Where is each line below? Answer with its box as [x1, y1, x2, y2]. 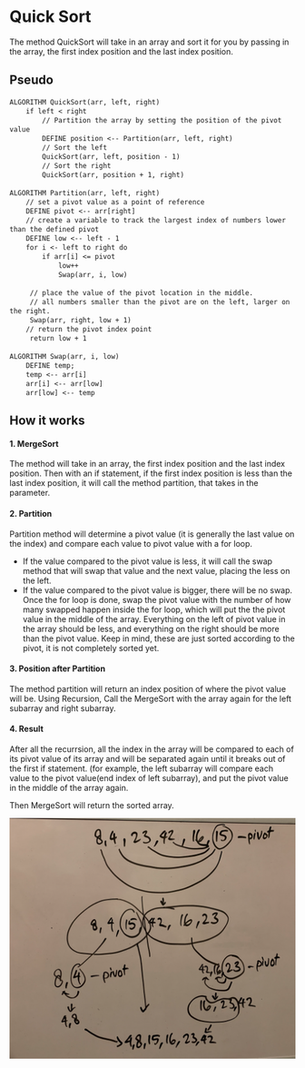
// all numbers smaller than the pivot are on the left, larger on [29, 297, 290, 306]
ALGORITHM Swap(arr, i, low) [9, 351, 120, 361]
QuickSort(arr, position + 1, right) [42, 170, 184, 179]
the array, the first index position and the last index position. [9, 45, 233, 56]
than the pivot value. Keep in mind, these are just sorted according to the [22, 633, 295, 644]
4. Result [9, 724, 44, 735]
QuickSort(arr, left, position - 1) [42, 152, 181, 161]
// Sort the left [42, 143, 107, 152]
